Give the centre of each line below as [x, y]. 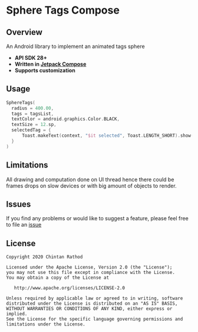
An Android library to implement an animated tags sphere [76, 46]
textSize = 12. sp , [34, 125]
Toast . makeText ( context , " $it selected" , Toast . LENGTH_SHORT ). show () [109, 136]
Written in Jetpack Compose [50, 64]
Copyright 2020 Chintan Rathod [44, 257]
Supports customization [45, 70]
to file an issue [24, 225]
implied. [17, 314]
